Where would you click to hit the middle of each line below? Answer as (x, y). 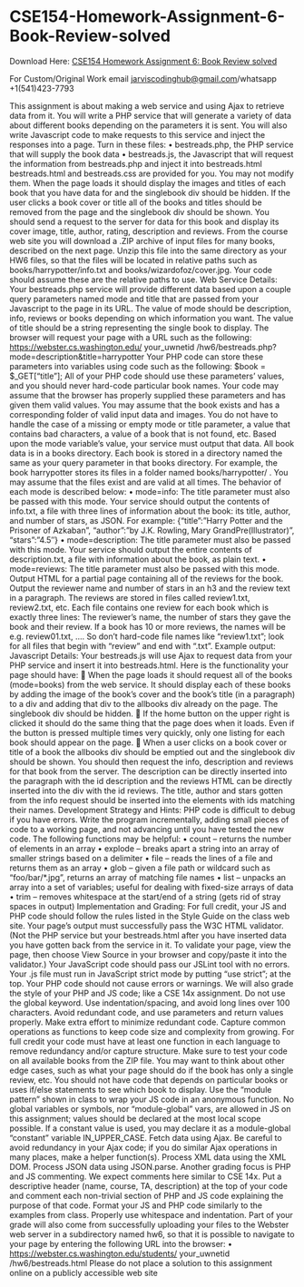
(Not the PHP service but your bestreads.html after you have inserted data (148, 935)
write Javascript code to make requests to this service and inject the (137, 134)
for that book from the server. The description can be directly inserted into (148, 771)
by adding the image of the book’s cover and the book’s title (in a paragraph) (152, 694)
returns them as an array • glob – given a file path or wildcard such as (140, 868)
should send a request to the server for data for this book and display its (144, 221)
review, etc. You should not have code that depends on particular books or (149, 1080)
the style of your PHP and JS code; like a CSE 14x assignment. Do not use (147, 993)
